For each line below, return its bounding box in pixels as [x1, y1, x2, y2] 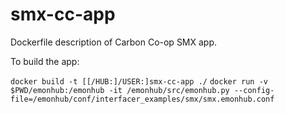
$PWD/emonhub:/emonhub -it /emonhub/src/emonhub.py [10, 85, 230, 95]
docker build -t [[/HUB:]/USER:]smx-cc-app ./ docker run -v [10, 76, 269, 87]
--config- [233, 85, 275, 95]
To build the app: [10, 55, 80, 67]
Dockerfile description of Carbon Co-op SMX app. [10, 36, 218, 48]
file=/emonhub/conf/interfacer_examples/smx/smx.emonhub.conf [10, 94, 275, 104]
